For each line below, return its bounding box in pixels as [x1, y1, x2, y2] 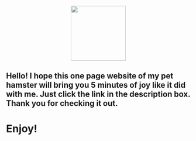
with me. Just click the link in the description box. [6, 90, 191, 99]
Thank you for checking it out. [6, 98, 118, 108]
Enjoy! [6, 122, 38, 135]
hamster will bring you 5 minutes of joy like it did [6, 80, 186, 90]
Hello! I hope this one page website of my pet [6, 71, 174, 81]
